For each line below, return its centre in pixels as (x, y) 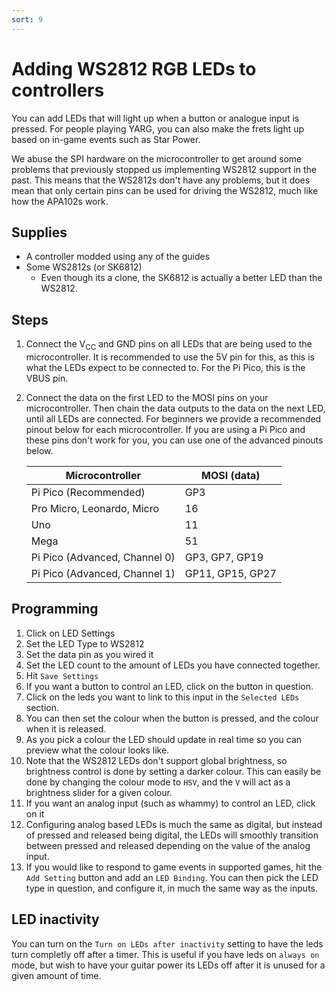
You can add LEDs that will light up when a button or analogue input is (155, 118)
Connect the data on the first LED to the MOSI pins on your (147, 397)
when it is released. (66, 728)
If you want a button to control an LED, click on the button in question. (169, 686)
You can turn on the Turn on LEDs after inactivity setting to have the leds (167, 943)
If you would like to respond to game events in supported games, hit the (174, 867)
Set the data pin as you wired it (89, 654)
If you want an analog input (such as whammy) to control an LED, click (170, 803)
